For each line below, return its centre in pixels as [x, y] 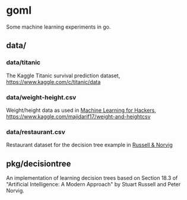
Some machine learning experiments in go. [58, 27]
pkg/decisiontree [39, 163]
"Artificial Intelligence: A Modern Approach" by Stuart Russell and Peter [93, 185]
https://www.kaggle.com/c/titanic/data [53, 82]
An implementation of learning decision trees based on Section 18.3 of [92, 178]
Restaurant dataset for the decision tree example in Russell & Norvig [90, 145]
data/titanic [23, 62]
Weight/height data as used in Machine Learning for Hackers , [81, 110]
